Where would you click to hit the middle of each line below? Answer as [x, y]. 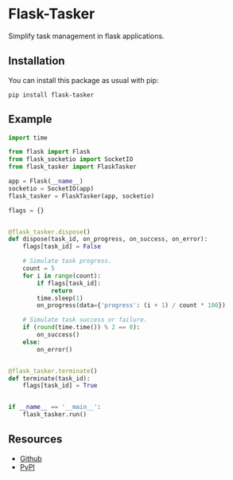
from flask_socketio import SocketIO [71, 159]
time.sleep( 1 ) [60, 298]
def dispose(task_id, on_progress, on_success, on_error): [108, 239]
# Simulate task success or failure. [85, 320]
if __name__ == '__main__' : [55, 407]
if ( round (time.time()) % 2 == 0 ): [82, 328]
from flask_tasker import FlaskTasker [72, 167]
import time [28, 138]
